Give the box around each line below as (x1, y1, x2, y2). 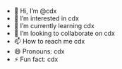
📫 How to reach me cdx (13, 37, 85, 45)
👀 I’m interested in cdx (13, 14, 80, 23)
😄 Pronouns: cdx (13, 47, 65, 56)
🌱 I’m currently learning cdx (13, 22, 95, 30)
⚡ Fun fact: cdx (13, 55, 59, 63)
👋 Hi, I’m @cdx (13, 7, 57, 15)
